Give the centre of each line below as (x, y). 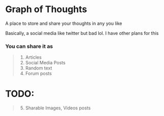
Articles (33, 57)
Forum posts (38, 73)
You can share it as (29, 46)
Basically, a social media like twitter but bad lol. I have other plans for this (82, 33)
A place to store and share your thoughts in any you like (64, 23)
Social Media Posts (45, 63)
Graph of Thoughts (46, 9)
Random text (39, 68)
